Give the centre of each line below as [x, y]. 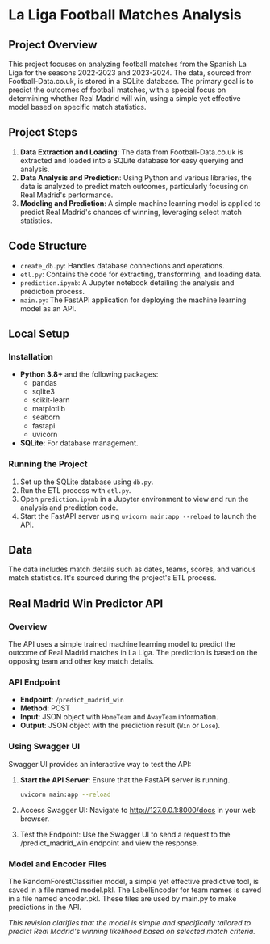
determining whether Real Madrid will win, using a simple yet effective [125, 98]
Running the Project [48, 464]
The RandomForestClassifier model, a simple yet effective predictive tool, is [134, 881]
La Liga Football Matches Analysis [125, 15]
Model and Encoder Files [58, 864]
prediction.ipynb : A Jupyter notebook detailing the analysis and [127, 282]
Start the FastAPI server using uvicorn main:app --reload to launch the [138, 516]
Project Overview [53, 45]
